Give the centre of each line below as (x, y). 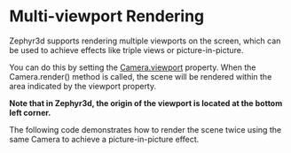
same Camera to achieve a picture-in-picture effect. (104, 139)
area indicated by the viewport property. (83, 86)
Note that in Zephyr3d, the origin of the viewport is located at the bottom (146, 103)
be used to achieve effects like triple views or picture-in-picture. (126, 50)
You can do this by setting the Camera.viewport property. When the (133, 67)
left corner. (30, 112)
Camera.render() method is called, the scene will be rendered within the (141, 76)
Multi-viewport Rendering (107, 16)
